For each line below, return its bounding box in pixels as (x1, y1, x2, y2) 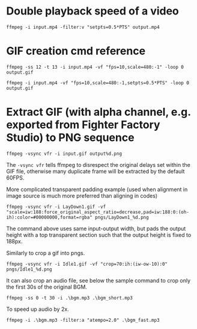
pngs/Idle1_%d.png (6, 266, 52, 272)
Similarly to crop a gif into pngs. (6, 249, 85, 257)
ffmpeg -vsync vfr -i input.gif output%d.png (6, 151, 122, 157)
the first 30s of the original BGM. (6, 283, 87, 290)
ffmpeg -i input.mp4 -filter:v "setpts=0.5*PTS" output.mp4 (6, 24, 160, 30)
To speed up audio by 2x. (6, 305, 69, 313)
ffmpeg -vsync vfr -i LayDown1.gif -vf (6, 204, 106, 210)
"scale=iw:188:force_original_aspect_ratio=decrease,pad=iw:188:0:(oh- (6, 209, 189, 215)
